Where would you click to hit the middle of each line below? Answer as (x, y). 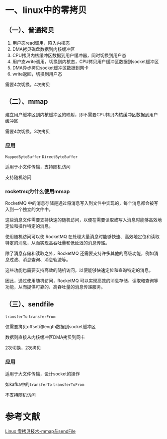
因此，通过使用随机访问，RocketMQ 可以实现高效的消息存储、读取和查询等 (82, 281)
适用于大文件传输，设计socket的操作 (42, 373)
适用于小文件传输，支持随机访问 (38, 167)
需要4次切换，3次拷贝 (28, 131)
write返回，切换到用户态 (37, 74)
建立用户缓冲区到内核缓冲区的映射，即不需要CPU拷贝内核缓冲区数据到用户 (82, 114)
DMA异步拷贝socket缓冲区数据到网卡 (50, 68)
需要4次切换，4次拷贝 (28, 84)
